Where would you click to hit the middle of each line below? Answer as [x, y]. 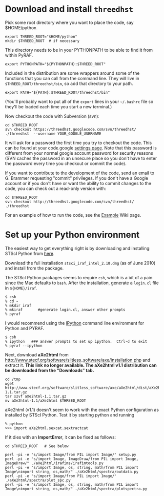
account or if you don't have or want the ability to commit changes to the [78, 183]
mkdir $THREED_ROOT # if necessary [42, 41]
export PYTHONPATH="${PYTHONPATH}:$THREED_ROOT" [55, 64]
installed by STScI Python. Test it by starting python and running [70, 415]
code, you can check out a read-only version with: [56, 188]
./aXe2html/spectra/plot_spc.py [38, 480]
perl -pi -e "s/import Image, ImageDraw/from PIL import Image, [72, 459]
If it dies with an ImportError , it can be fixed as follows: [61, 437]
